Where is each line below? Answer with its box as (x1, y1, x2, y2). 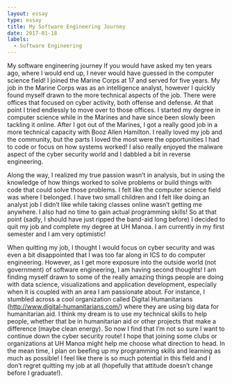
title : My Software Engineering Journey (7, 23, 126, 30)
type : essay (7, 17, 42, 24)
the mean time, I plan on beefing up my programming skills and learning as (7, 347, 221, 355)
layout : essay (7, 10, 49, 17)
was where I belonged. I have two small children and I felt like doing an (7, 193, 210, 201)
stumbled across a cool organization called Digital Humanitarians (7, 295, 193, 303)
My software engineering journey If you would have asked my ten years (7, 62, 213, 69)
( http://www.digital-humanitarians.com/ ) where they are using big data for (7, 303, 219, 310)
